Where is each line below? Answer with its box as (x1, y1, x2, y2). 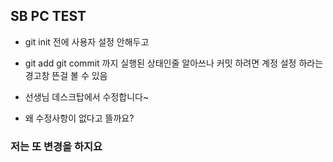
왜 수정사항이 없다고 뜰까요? (24, 112, 135, 124)
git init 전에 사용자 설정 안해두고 (24, 35, 150, 48)
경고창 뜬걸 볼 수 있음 (24, 69, 108, 81)
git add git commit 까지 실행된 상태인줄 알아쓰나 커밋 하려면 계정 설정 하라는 (24, 57, 324, 69)
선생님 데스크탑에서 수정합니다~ (24, 90, 150, 103)
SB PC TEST (10, 8, 87, 25)
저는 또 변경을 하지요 (10, 139, 103, 153)
